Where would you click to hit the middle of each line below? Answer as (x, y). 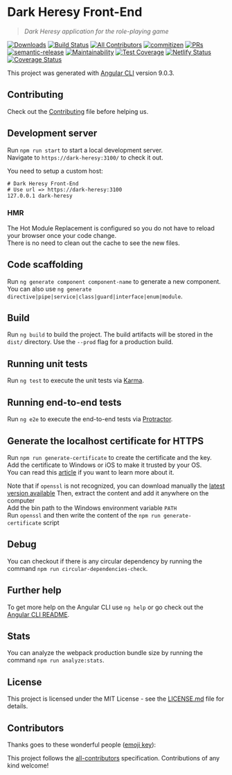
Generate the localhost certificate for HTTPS (106, 441)
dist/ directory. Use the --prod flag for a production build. (90, 342)
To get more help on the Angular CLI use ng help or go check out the (105, 607)
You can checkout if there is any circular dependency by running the (105, 561)
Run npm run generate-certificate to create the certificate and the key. (110, 457)
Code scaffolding (45, 265)
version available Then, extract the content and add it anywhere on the (108, 493)
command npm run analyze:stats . (56, 661)
